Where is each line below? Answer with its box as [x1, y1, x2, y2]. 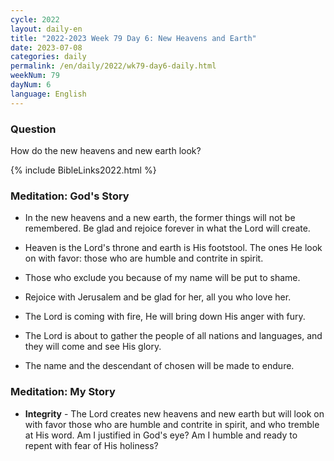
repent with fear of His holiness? [24, 439, 159, 451]
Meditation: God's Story [10, 189, 130, 203]
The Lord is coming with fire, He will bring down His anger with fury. [24, 311, 306, 323]
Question [10, 122, 57, 136]
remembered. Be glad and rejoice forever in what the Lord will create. [24, 222, 311, 235]
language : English [10, 89, 87, 99]
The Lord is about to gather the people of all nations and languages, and [24, 330, 323, 342]
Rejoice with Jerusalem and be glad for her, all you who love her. [24, 291, 292, 303]
